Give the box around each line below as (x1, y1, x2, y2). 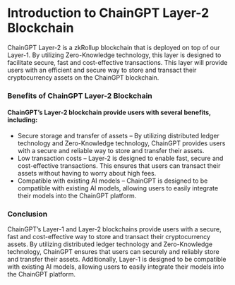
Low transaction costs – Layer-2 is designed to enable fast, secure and (17, 154, 224, 163)
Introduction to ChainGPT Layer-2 (7, 5, 210, 21)
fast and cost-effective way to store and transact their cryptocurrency (7, 233, 210, 241)
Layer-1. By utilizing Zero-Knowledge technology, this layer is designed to (7, 51, 222, 59)
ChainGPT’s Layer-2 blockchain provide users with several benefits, (7, 108, 212, 117)
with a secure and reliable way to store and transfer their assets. (17, 147, 205, 155)
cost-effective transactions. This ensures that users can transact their (17, 162, 221, 170)
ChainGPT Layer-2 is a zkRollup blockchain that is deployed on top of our (7, 43, 220, 51)
